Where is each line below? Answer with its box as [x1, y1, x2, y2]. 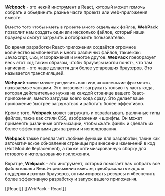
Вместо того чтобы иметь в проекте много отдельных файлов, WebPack [5, 24, 158, 30]
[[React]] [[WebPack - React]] [5, 186, 66, 191]
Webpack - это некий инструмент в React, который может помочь [5, 4, 145, 10]
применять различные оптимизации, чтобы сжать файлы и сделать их [5, 120, 154, 126]
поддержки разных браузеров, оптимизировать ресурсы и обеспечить [5, 171, 156, 176]
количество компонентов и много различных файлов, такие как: [5, 49, 141, 55]
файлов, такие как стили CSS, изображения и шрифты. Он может [5, 115, 143, 121]
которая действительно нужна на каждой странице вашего [5, 90, 131, 96]
